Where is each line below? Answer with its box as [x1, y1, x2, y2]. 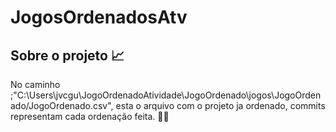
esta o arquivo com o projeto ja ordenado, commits [115, 100, 326, 111]
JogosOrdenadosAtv [10, 6, 188, 29]
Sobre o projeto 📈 [10, 47, 125, 64]
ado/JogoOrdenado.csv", [10, 100, 114, 111]
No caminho [10, 79, 61, 90]
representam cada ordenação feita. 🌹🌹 [10, 111, 170, 122]
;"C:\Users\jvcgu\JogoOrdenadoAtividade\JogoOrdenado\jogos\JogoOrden [10, 89, 322, 101]
